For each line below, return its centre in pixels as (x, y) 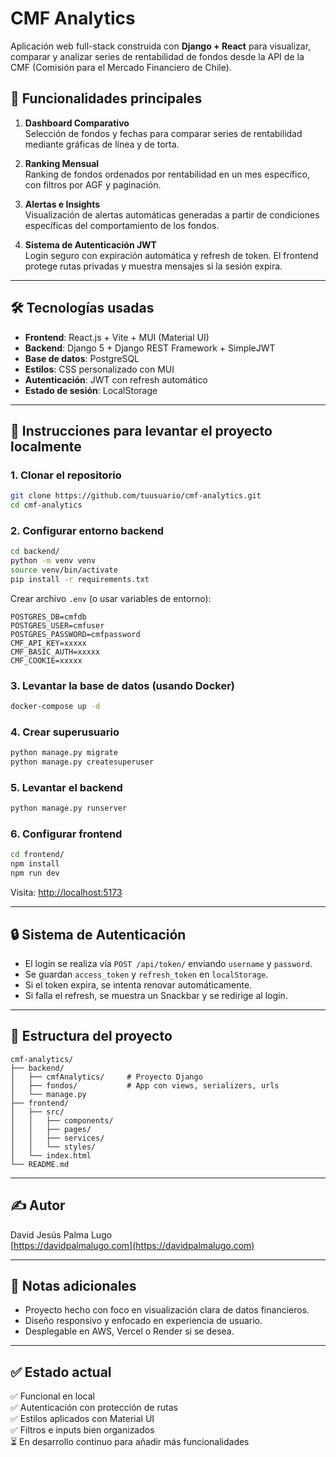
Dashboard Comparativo (77, 123)
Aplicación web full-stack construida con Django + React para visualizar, (161, 46)
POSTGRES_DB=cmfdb (48, 617)
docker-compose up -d (55, 707)
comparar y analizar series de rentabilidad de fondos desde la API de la (157, 56)
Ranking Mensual (62, 163)
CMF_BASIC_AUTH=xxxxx (55, 652)
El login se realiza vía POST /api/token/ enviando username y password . (168, 963)
